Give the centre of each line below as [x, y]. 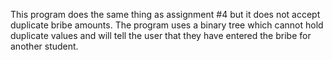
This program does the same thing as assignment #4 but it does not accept [165, 14]
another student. [44, 46]
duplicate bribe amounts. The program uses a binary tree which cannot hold [167, 25]
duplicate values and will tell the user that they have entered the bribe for [161, 35]
